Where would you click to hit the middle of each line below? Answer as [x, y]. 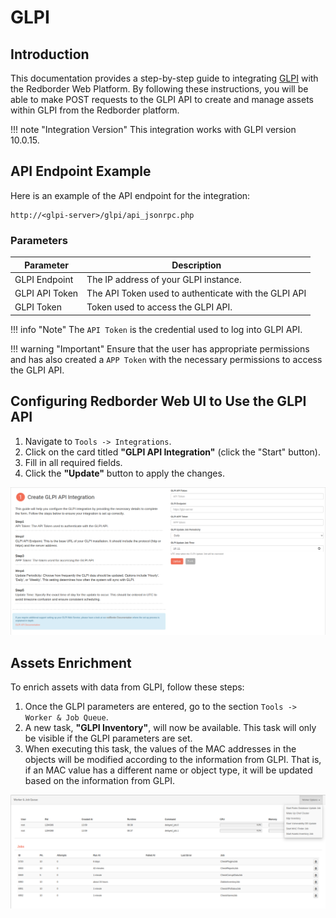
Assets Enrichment [71, 662]
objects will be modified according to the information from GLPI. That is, [173, 760]
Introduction [50, 54]
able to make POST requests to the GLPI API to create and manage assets [162, 99]
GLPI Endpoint [44, 279]
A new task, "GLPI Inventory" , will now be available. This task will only [170, 728]
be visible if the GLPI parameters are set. [108, 738]
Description [196, 265]
